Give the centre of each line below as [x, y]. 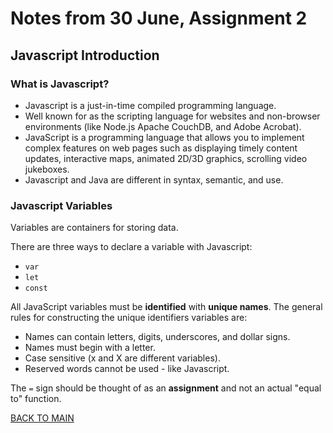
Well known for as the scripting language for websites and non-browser [172, 116]
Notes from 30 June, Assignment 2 [159, 18]
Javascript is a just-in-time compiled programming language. [150, 105]
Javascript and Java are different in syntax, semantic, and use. [154, 179]
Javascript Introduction [85, 55]
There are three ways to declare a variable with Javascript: [131, 247]
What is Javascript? [60, 84]
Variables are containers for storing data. [94, 228]
